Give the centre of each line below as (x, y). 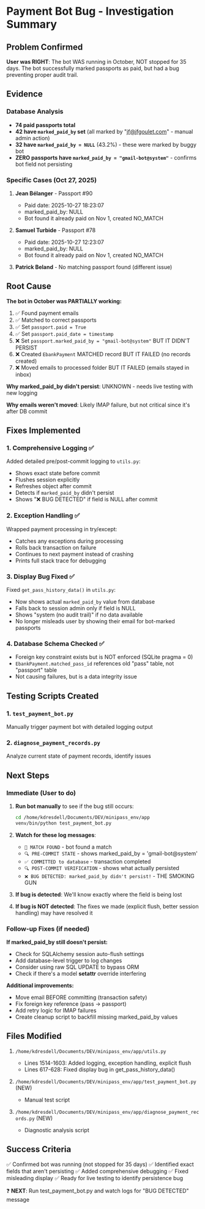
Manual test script (47, 1100)
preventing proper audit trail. (42, 75)
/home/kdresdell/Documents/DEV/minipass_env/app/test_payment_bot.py (106, 1082)
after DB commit (27, 411)
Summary (32, 24)
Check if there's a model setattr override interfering (81, 974)
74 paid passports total (45, 125)
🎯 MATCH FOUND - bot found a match (68, 847)
